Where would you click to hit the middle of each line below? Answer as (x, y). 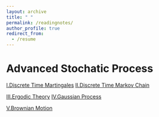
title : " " (20, 17)
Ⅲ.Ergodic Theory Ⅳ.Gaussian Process (54, 96)
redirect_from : (25, 34)
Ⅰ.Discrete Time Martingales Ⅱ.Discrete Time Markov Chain (78, 85)
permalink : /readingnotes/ (40, 23)
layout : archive (26, 12)
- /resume (24, 39)
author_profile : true (33, 28)
